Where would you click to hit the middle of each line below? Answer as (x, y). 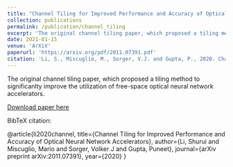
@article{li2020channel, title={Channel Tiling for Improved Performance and (116, 134)
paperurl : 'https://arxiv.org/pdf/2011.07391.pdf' (82, 53)
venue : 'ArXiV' (29, 46)
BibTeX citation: (29, 120)
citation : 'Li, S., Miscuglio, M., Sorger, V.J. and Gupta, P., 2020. (111, 59)
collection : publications (44, 20)
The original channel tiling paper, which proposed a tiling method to (104, 79)
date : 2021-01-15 (32, 40)
